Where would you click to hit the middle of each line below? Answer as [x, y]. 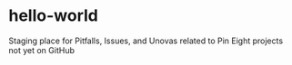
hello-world [54, 16]
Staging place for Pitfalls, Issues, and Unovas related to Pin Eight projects [146, 41]
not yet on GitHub [41, 50]
